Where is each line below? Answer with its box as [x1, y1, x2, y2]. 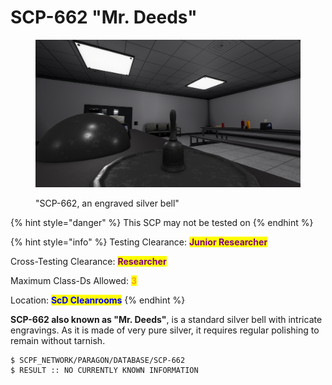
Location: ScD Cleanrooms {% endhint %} [10, 294, 186, 306]
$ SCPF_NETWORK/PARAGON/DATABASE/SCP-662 [10, 355, 186, 365]
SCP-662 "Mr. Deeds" [10, 6, 198, 29]
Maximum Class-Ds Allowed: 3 [10, 274, 137, 286]
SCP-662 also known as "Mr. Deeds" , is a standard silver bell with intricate [10, 313, 323, 325]
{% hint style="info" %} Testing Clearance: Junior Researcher [10, 236, 268, 248]
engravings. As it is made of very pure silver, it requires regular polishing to [10, 324, 320, 336]
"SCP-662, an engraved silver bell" [35, 197, 180, 209]
